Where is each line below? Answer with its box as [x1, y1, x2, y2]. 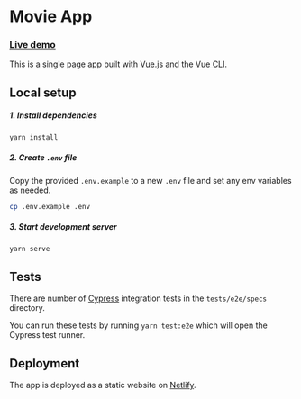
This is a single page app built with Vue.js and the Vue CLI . [9, 59, 228, 69]
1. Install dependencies [9, 110, 97, 121]
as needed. [9, 185, 51, 195]
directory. [9, 303, 45, 313]
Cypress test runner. [9, 330, 86, 340]
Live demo [9, 39, 56, 51]
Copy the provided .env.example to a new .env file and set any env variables [9, 175, 292, 186]
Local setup [9, 85, 77, 100]
